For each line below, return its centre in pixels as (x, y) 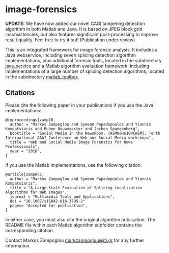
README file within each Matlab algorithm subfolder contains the (74, 225)
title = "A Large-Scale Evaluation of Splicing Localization (76, 188)
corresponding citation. (30, 230)
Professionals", (22, 146)
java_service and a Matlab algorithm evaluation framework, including (77, 66)
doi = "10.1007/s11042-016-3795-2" (48, 201)
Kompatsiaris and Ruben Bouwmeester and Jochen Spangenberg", (73, 129)
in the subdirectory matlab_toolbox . (42, 77)
